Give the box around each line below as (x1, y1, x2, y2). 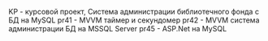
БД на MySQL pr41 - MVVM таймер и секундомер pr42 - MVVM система (8, 15, 260, 25)
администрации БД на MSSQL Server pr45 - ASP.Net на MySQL (8, 24, 227, 33)
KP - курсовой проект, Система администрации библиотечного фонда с (8, 7, 260, 16)
